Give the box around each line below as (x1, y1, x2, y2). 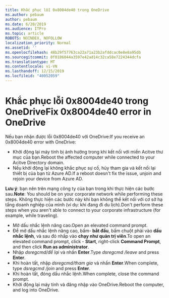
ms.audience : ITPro (5, 26, 46, 31)
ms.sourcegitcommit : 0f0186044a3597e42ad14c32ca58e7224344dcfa (5, 54, 141, 60)
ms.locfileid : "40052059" (5, 73, 60, 79)
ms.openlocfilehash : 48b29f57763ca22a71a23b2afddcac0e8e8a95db (5, 50, 141, 55)
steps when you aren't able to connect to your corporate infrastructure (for (5, 207, 161, 213)
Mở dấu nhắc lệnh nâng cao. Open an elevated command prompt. (12, 222, 148, 228)
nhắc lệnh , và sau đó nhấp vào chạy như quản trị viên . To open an (12, 233, 151, 239)
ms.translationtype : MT (5, 59, 55, 64)
